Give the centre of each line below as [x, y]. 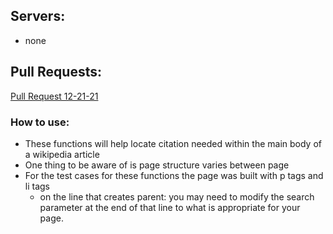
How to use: [40, 122]
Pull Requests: [56, 72]
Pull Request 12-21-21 [54, 96]
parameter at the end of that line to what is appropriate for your [170, 207]
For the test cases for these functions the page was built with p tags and [174, 175]
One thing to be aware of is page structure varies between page [157, 165]
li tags [37, 186]
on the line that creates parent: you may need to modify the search [177, 196]
